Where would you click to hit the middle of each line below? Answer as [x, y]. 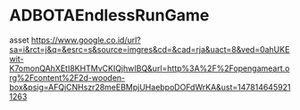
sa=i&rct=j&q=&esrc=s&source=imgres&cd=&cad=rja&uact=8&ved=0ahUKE [150, 49]
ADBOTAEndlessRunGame [109, 16]
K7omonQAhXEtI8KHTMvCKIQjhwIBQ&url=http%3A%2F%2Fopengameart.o [150, 68]
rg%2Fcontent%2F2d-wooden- [67, 77]
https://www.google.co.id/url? [86, 40]
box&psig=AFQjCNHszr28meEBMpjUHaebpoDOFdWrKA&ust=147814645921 [150, 87]
